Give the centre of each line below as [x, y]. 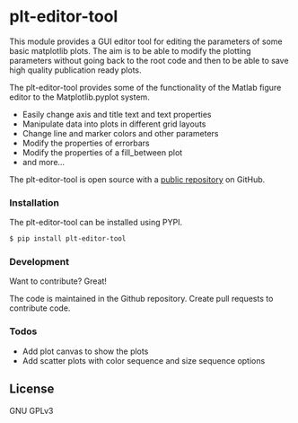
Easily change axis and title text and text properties [117, 114]
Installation [35, 202]
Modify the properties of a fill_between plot [102, 152]
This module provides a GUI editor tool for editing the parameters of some [146, 41]
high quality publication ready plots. [75, 70]
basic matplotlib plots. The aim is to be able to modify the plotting [130, 50]
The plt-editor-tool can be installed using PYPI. [96, 223]
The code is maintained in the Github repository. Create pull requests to [141, 299]
